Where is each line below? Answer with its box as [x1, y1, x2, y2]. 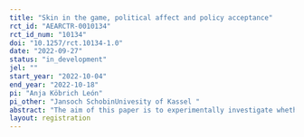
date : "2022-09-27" [9, 47, 83, 56]
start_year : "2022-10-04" [9, 72, 107, 81]
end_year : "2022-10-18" [9, 80, 100, 89]
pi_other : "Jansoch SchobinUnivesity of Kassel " [9, 96, 201, 106]
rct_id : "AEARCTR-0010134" [9, 22, 111, 31]
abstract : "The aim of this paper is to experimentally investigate [9, 105, 273, 114]
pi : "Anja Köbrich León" [9, 88, 103, 97]
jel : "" [9, 64, 39, 73]
